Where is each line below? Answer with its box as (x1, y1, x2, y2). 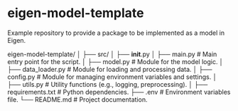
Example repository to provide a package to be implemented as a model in (7, 28, 225, 37)
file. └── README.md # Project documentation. (7, 95, 148, 104)
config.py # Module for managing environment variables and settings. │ (7, 73, 217, 81)
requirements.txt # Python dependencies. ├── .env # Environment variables (7, 88, 231, 96)
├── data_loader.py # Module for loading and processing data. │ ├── (7, 65, 212, 73)
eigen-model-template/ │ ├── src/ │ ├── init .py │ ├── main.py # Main (7, 50, 217, 58)
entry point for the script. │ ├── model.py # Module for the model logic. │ (7, 57, 224, 65)
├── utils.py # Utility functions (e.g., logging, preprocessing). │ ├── (7, 80, 208, 88)
